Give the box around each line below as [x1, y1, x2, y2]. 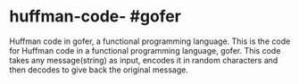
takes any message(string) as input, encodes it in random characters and [9, 55, 278, 65]
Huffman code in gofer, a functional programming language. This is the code [9, 36, 291, 46]
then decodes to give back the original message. [9, 64, 189, 75]
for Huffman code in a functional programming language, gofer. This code [9, 45, 281, 55]
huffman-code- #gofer [9, 6, 181, 27]
